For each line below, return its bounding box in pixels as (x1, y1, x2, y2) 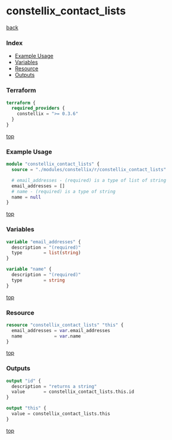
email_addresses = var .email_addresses (11, 327, 111, 333)
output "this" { (6, 405, 46, 411)
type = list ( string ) (11, 250, 82, 256)
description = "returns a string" (11, 383, 97, 389)
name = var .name (11, 333, 82, 339)
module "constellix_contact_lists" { (6, 161, 100, 168)
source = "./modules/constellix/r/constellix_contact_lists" (11, 167, 167, 173)
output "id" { (6, 377, 42, 384)
